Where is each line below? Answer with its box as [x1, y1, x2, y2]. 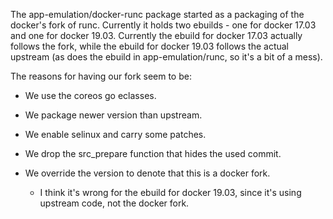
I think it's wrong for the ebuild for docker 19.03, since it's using [39, 187, 302, 198]
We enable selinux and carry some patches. [24, 129, 207, 140]
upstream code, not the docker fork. [39, 197, 190, 209]
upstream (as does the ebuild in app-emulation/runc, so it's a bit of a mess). [10, 51, 323, 63]
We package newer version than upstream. [24, 109, 203, 121]
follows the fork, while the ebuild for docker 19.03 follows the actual [10, 40, 290, 52]
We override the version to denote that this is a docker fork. [24, 167, 271, 179]
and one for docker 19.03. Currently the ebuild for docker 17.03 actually [10, 30, 303, 41]
